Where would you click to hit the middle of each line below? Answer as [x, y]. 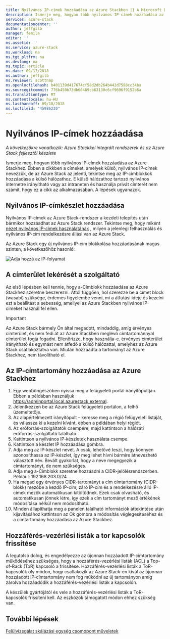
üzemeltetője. [27, 412]
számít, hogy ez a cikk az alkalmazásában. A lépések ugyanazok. [74, 190]
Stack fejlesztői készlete [31, 153]
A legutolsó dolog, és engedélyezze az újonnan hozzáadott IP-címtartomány [85, 556]
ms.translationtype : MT [31, 95]
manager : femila [23, 33]
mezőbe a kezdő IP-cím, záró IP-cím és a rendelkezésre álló [90, 487]
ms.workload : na [23, 52]
